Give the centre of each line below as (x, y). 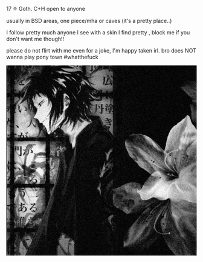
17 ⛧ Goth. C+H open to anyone (46, 9)
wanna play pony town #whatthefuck (52, 57)
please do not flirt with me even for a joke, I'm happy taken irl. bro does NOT (101, 50)
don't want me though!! (35, 39)
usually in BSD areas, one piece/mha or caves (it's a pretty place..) (89, 21)
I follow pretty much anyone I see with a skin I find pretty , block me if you (98, 32)
